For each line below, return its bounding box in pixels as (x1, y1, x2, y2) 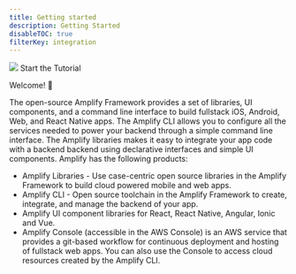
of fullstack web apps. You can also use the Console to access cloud (21, 246, 273, 256)
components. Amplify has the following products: (9, 154, 188, 164)
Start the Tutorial (19, 63, 81, 73)
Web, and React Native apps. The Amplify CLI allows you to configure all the (9, 116, 287, 126)
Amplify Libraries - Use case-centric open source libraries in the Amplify (21, 171, 287, 181)
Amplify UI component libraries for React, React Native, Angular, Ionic (21, 209, 276, 219)
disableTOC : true (9, 29, 73, 38)
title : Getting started (9, 12, 97, 22)
